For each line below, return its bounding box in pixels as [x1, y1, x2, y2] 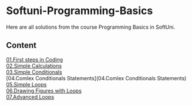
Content [6, 40, 37, 50]
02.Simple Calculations [6, 62, 62, 69]
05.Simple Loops [6, 81, 47, 88]
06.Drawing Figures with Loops [6, 87, 82, 94]
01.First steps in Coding [6, 56, 63, 63]
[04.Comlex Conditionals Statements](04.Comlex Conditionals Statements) [6, 74, 187, 81]
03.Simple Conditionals [6, 69, 63, 76]
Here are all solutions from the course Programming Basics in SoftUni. [6, 23, 176, 30]
